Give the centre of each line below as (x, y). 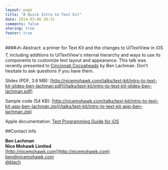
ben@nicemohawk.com (30, 157)
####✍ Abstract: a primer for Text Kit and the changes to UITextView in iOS (84, 48)
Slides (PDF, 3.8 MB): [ (29, 80)
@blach (13, 162)
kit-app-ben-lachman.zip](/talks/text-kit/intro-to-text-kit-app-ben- (74, 106)
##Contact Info (21, 131)
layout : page (19, 10)
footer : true (19, 33)
